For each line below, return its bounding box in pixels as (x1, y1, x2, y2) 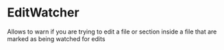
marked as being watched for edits (7, 34, 105, 42)
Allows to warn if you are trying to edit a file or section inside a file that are (7, 27, 217, 36)
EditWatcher (7, 5, 80, 21)
